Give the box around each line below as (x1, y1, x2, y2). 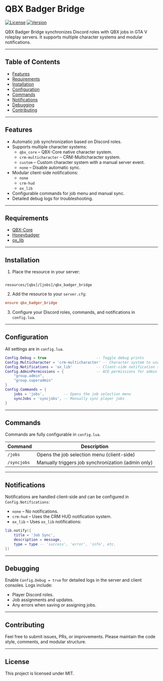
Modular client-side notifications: (12, 169, 79, 176)
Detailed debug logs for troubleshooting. (12, 196, 93, 201)
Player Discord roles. (12, 592, 54, 598)
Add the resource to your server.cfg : (12, 291, 86, 297)
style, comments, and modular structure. (5, 639, 86, 645)
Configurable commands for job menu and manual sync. (12, 190, 125, 196)
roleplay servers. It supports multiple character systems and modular (5, 34, 143, 40)
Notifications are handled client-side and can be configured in (5, 494, 129, 500)
